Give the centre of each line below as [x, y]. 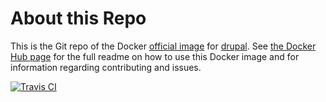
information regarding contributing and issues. [106, 67]
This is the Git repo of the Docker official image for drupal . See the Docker [163, 46]
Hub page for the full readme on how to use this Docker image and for [155, 56]
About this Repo [78, 18]
